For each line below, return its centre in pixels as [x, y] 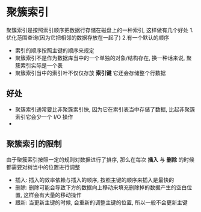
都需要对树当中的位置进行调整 [43, 167]
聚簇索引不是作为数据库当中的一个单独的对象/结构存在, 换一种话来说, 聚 [103, 58]
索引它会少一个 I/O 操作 [44, 117]
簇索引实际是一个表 [39, 65]
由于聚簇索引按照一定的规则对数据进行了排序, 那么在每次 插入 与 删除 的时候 [100, 159]
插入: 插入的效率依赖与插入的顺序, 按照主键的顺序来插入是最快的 [94, 180]
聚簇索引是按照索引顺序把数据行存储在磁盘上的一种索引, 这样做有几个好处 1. [100, 30]
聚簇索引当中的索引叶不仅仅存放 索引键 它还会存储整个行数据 [90, 73]
